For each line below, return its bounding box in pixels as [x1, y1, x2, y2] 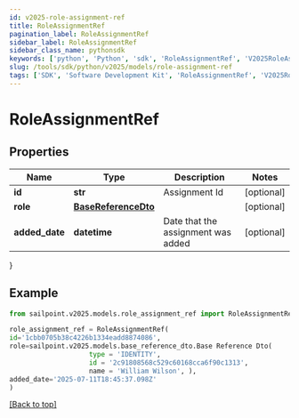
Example [9, 285, 59, 301]
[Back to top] [9, 399, 57, 410]
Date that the [163, 214, 218, 227]
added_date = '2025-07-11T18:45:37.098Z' [9, 374, 158, 383]
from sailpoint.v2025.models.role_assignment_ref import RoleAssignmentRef [9, 309, 296, 318]
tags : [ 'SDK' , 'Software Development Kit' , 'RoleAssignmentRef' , [9, 71, 256, 80]
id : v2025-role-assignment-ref [9, 12, 125, 22]
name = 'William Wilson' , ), [88, 366, 198, 375]
